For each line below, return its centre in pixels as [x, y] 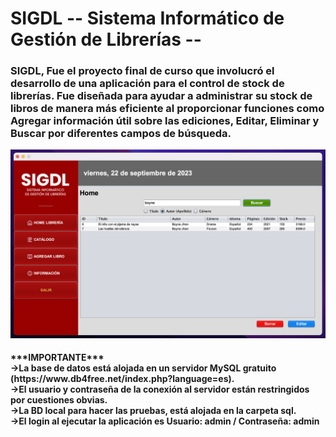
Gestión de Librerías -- [106, 39]
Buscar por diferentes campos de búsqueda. [121, 134]
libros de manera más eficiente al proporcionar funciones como [167, 109]
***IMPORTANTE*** [57, 358]
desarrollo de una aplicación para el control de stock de [147, 84]
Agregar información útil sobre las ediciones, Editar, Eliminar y [165, 121]
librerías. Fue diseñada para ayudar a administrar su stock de [161, 96]
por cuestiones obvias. [59, 400]
